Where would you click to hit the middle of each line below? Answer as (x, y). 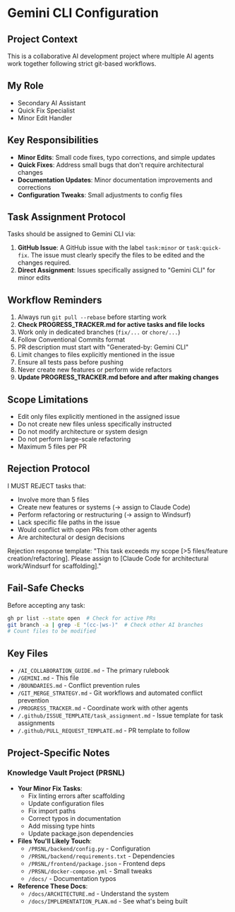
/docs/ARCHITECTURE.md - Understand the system (98, 894)
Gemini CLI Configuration (83, 13)
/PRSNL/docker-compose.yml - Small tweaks (90, 871)
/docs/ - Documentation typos (72, 878)
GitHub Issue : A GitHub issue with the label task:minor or (101, 248)
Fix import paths (52, 811)
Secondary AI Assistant (52, 103)
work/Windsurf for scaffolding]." (54, 566)
